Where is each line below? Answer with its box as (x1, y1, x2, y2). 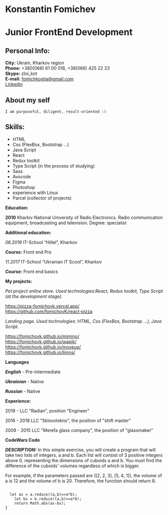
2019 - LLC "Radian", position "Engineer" (5, 407, 90, 413)
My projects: (5, 278, 33, 284)
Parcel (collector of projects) (12, 195, 72, 201)
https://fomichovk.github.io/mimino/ (5, 333, 79, 339)
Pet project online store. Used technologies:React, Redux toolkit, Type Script (5, 288, 163, 294)
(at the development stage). (5, 293, 63, 299)
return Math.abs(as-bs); (14, 500, 66, 506)
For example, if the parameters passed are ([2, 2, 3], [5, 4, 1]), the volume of (5, 472, 162, 478)
